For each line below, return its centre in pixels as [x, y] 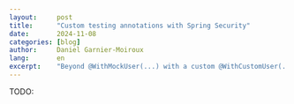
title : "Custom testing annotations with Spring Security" [130, 26]
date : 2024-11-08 [53, 33]
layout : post [41, 17]
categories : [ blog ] [45, 42]
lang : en [37, 58]
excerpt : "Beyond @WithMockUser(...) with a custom [112, 67]
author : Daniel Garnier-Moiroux [76, 50]
